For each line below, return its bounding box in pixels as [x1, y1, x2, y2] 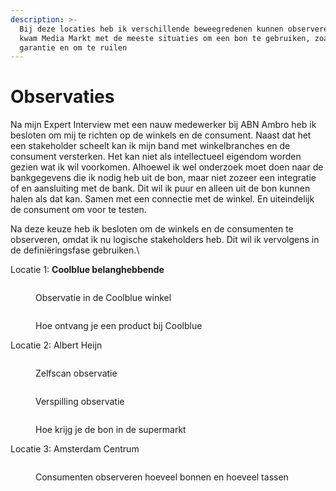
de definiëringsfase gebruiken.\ [10, 244, 140, 256]
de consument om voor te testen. [10, 204, 147, 216]
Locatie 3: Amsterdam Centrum [10, 443, 140, 455]
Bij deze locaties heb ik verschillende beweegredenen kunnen [19, 24, 284, 34]
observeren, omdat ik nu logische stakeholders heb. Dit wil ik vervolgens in [10, 234, 320, 246]
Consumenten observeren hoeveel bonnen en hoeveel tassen [35, 471, 289, 483]
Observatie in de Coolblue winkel [35, 292, 172, 304]
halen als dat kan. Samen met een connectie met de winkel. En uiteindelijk [10, 193, 315, 205]
